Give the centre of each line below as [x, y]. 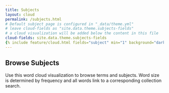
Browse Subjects [32, 63]
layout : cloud [20, 15]
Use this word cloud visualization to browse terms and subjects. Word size [82, 75]
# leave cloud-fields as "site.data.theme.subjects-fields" [70, 29]
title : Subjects [22, 10]
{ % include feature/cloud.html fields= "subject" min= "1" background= [80, 43]
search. [13, 85]
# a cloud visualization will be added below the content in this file [82, 33]
